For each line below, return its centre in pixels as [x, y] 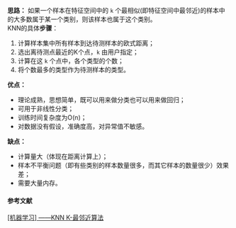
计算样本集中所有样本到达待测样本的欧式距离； [86, 43]
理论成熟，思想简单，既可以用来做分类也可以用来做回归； [101, 100]
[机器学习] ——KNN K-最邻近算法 [56, 217]
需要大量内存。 [39, 183]
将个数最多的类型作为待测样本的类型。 [73, 70]
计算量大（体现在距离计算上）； [63, 156]
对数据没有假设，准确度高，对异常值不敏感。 [83, 126]
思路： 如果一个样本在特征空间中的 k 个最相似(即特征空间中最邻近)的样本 [113, 10]
